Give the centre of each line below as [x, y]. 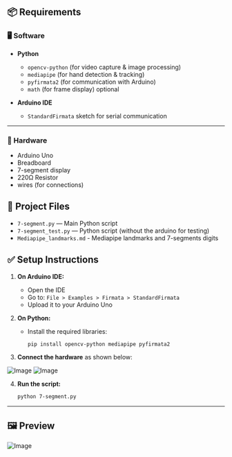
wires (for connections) [50, 185]
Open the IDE [46, 289]
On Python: [34, 318]
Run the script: [39, 384]
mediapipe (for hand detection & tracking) [86, 74]
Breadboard [34, 163]
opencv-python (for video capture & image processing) [104, 67]
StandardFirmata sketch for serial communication [97, 116]
